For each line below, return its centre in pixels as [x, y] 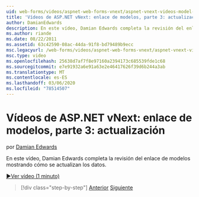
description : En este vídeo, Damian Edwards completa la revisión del [95, 28]
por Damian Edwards [32, 147]
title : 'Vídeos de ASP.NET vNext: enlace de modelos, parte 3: [86, 17]
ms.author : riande [29, 34]
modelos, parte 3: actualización [86, 130]
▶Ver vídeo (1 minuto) [33, 176]
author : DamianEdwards [34, 22]
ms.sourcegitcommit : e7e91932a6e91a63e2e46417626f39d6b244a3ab [86, 67]
